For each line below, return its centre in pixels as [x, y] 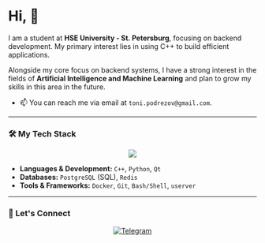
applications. [29, 54]
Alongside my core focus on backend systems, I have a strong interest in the [132, 69]
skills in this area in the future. [57, 87]
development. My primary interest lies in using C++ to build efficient [119, 46]
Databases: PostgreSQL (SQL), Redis [78, 178]
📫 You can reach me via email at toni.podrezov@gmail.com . [116, 103]
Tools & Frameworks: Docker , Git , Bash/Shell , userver [108, 185]
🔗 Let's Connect [39, 214]
